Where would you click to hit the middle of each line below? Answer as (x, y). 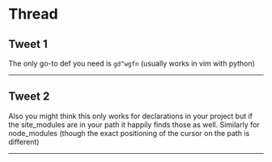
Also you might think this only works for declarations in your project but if (131, 116)
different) (24, 142)
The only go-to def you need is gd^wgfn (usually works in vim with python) (132, 63)
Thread (33, 14)
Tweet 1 (28, 44)
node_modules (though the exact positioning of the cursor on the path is (129, 133)
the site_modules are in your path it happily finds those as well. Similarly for (134, 124)
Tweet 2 (29, 97)
